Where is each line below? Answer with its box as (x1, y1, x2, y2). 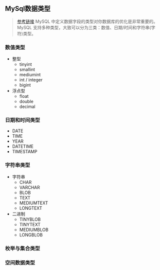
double (19, 99, 34, 105)
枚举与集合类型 (5, 245, 40, 252)
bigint (19, 82, 31, 88)
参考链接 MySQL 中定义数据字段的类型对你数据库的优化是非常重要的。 (17, 18, 158, 24)
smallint (19, 67, 36, 72)
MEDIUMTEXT (19, 200, 49, 206)
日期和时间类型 (5, 117, 40, 124)
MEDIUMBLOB (19, 227, 49, 233)
